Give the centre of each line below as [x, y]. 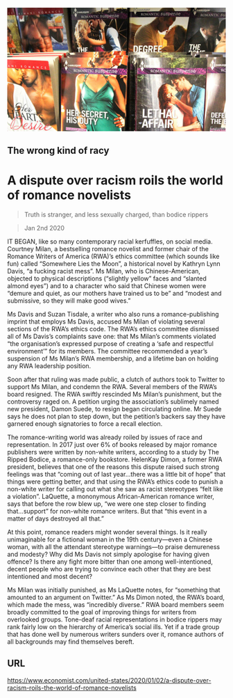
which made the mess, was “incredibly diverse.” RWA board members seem [115, 604]
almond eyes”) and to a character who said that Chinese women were [107, 285]
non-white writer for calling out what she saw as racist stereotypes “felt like [115, 489]
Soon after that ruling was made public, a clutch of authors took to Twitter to [116, 379]
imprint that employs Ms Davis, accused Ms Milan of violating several [106, 322]
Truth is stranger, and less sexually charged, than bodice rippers [116, 214]
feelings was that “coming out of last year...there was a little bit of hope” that [116, 474]
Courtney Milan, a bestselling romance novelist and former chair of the [108, 248]
